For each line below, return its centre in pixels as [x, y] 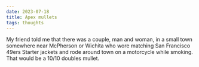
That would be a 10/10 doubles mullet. [53, 58]
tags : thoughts [25, 23]
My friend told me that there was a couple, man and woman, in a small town [99, 40]
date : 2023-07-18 [28, 12]
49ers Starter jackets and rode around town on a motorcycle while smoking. [99, 52]
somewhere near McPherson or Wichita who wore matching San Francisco [98, 46]
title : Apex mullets [32, 17]
